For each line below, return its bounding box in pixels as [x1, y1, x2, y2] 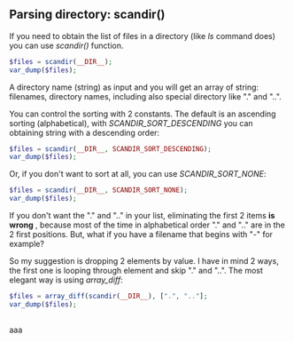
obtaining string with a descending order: [9, 127, 160, 138]
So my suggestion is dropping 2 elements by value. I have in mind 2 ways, [9, 256, 279, 266]
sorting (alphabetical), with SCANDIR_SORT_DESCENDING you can [9, 117, 254, 128]
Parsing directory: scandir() [9, 7, 166, 22]
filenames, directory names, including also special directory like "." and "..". [9, 91, 282, 101]
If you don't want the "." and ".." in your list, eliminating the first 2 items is [9, 211, 275, 221]
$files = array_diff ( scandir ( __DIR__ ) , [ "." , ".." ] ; [9, 292, 208, 301]
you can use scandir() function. [9, 40, 124, 51]
